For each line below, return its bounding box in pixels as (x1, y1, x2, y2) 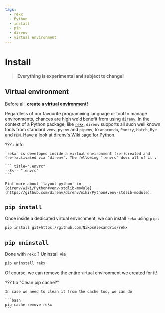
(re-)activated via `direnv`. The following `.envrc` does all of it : (5, 155, 157, 160)
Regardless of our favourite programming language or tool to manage (5, 110, 148, 116)
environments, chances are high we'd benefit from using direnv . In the (5, 116, 150, 122)
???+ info (5, 141, 24, 147)
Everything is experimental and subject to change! (17, 73, 124, 79)
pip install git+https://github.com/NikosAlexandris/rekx (5, 225, 128, 230)
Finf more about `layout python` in (5, 181, 81, 186)
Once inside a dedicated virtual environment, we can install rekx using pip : (5, 215, 159, 222)
